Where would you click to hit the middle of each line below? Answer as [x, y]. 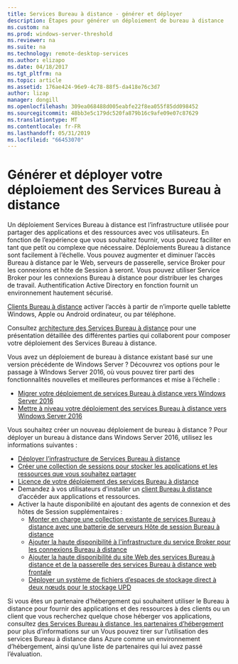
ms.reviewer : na [31, 41]
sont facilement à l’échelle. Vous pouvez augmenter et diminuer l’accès [111, 255]
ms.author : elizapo [36, 60]
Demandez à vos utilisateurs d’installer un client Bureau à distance [115, 489]
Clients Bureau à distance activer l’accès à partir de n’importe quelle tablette [119, 307]
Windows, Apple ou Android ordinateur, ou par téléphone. [92, 315]
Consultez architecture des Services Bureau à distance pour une [102, 328]
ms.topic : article [34, 80]
